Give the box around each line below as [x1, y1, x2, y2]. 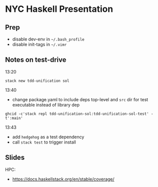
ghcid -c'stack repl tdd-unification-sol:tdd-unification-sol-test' [5, 111, 149, 116]
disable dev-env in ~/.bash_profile [12, 36, 85, 42]
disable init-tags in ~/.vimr [12, 41, 67, 47]
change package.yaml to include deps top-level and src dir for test [12, 96, 148, 102]
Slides [5, 153, 25, 162]
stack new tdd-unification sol [5, 78, 70, 83]
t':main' [5, 115, 23, 120]
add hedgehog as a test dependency [12, 134, 84, 140]
